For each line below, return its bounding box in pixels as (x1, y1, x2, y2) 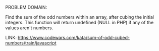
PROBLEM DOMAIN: (5, 5, 47, 10)
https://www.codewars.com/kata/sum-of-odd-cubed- (17, 35, 130, 40)
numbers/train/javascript (5, 40, 57, 46)
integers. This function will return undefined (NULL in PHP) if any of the (5, 20, 154, 25)
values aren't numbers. (5, 25, 54, 31)
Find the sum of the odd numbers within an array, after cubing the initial (5, 14, 154, 20)
